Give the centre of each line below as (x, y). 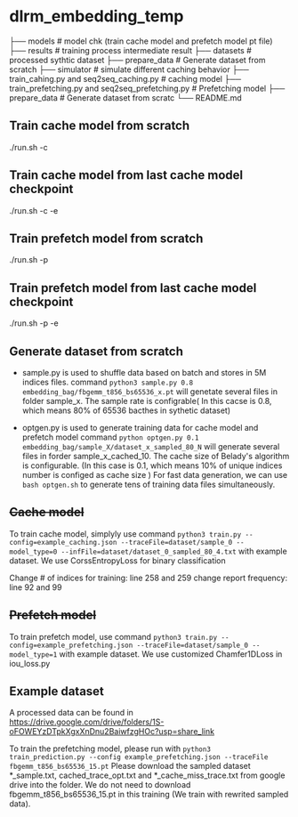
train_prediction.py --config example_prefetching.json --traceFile (139, 757)
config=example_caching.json (63, 542)
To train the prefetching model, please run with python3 (110, 748)
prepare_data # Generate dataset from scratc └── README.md (125, 97)
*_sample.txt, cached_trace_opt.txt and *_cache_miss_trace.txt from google (147, 775)
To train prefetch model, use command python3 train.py (113, 636)
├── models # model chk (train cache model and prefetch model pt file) (141, 41)
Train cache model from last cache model (126, 175)
